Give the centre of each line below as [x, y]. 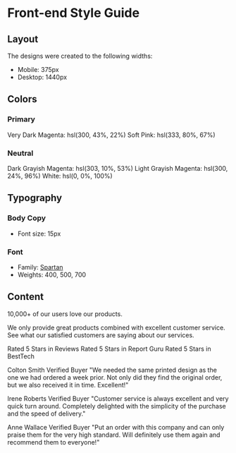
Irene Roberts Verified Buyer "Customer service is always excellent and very [118, 398]
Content [26, 297]
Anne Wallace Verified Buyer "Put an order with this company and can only [116, 427]
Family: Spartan [40, 267]
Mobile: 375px [38, 70]
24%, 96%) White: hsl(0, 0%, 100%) [60, 176]
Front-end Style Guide [73, 13]
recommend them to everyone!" [54, 442]
